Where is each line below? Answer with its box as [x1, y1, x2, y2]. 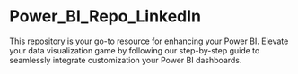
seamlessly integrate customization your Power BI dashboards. [9, 54, 242, 65]
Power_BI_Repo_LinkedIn [9, 6, 202, 27]
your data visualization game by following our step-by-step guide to [9, 45, 260, 55]
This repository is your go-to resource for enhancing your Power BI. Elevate [9, 36, 289, 46]
